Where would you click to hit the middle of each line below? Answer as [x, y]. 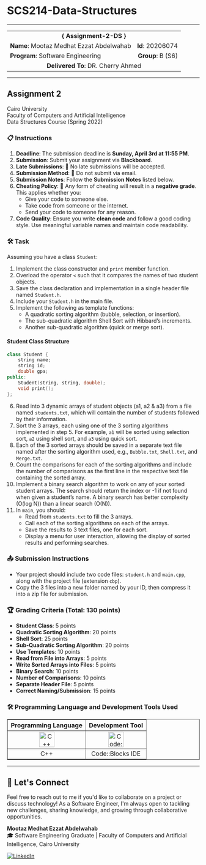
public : [17, 377]
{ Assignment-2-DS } [94, 36]
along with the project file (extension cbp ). [68, 581]
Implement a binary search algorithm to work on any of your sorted [100, 484]
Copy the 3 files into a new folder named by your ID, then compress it [103, 587]
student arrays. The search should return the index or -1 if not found [101, 490]
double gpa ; [33, 372]
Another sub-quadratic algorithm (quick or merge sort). [94, 328]
